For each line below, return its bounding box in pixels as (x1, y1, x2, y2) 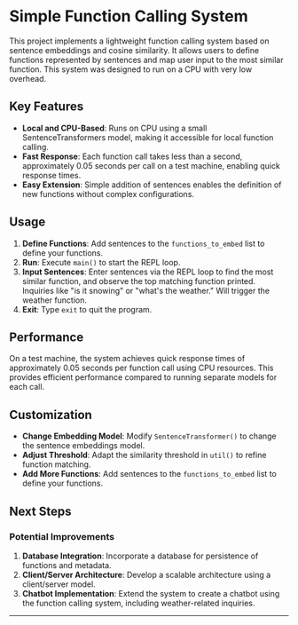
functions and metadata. (21, 559, 113, 570)
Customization (9, 407, 93, 423)
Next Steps (9, 503, 72, 518)
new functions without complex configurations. (21, 188, 195, 199)
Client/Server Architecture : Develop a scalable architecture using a (21, 569, 271, 580)
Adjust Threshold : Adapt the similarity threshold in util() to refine (21, 450, 267, 461)
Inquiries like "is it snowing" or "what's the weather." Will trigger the (21, 285, 271, 296)
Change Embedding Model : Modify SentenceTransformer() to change (21, 431, 277, 441)
